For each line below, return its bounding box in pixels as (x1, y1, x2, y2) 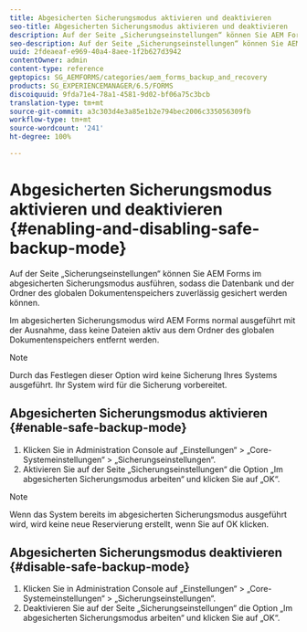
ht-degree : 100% (9, 132, 71, 142)
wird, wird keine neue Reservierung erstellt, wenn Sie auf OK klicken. (9, 518, 270, 530)
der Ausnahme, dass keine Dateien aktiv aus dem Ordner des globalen (9, 324, 275, 335)
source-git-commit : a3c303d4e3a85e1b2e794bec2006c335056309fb (9, 107, 251, 116)
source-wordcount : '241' (9, 124, 104, 133)
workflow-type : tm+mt (9, 115, 92, 124)
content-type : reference (9, 65, 104, 74)
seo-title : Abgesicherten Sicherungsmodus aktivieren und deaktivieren (9, 22, 288, 31)
